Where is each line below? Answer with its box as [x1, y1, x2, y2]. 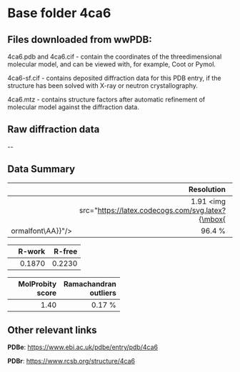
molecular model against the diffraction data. [7, 103, 139, 111]
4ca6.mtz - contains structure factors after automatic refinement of [7, 95, 206, 104]
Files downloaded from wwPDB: [7, 34, 152, 46]
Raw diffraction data [7, 124, 100, 136]
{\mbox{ [199, 214, 226, 224]
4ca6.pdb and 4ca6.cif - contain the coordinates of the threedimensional [7, 52, 222, 61]
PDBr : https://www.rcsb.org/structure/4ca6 [7, 357, 136, 366]
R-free [53, 246, 78, 256]
